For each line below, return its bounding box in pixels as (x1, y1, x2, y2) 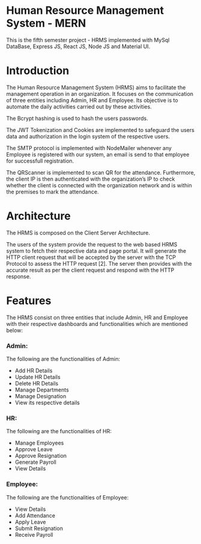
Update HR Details (14, 374, 61, 381)
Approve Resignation (14, 452, 67, 460)
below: (6, 327, 23, 334)
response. (6, 272, 31, 280)
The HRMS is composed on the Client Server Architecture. (6, 229, 150, 236)
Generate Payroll (14, 458, 57, 466)
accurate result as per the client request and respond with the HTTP (6, 266, 175, 274)
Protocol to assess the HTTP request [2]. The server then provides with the (6, 260, 192, 267)
